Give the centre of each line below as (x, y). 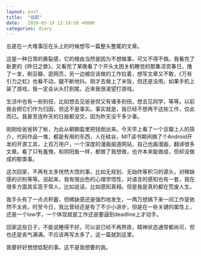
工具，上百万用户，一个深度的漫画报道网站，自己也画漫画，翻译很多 (111, 144)
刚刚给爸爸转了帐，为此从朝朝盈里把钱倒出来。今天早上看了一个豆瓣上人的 (98, 129)
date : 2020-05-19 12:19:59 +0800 (51, 23)
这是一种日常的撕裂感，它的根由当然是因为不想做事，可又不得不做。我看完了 (100, 59)
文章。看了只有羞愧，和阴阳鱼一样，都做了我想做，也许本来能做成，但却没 (98, 152)
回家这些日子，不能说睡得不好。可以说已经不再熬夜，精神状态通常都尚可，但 (100, 227)
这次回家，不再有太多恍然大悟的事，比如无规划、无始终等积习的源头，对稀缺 (100, 172)
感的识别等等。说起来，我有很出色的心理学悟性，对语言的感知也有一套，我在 (100, 179)
